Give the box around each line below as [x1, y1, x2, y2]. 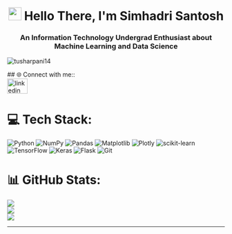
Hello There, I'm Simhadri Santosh [23, 8, 224, 24]
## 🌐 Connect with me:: [7, 70, 75, 79]
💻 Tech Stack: [7, 111, 93, 127]
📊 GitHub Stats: [7, 172, 101, 188]
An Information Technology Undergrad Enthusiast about [19, 33, 213, 43]
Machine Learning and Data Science [54, 41, 178, 51]
